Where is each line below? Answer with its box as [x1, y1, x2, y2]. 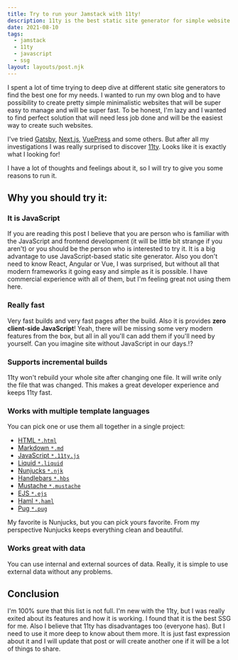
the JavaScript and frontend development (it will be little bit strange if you [7, 237, 222, 246]
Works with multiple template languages [7, 406, 151, 416]
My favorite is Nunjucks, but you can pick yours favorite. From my [7, 518, 200, 527]
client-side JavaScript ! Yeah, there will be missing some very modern [7, 324, 213, 332]
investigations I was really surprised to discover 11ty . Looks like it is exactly [7, 142, 227, 150]
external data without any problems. [7, 567, 113, 576]
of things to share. [7, 644, 61, 653]
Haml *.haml [17, 497, 55, 505]
